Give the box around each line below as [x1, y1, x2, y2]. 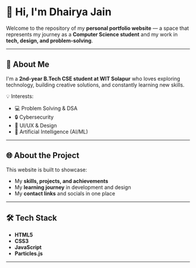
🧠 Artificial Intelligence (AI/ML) [14, 128, 89, 135]
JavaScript [14, 244, 42, 251]
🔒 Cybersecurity [14, 114, 54, 121]
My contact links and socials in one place [14, 190, 116, 197]
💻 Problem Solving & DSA [14, 105, 78, 112]
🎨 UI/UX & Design [14, 122, 57, 129]
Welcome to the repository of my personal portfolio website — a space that [6, 25, 190, 32]
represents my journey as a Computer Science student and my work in [6, 30, 178, 37]
